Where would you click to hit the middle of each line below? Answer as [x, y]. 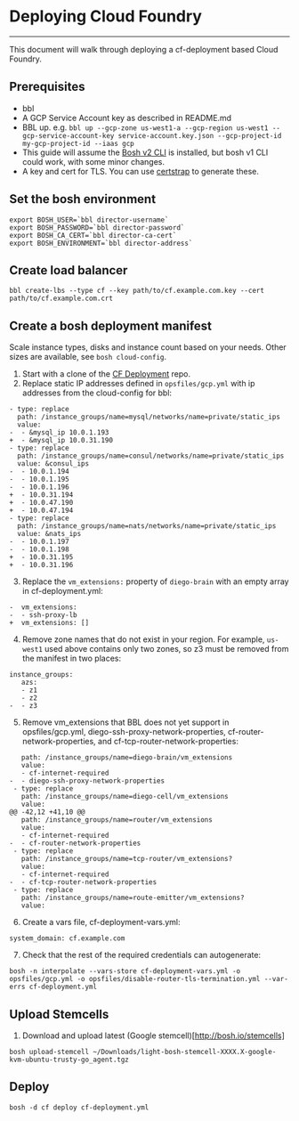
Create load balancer [69, 270]
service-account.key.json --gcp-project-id [200, 135]
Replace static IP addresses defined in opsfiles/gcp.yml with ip [138, 384]
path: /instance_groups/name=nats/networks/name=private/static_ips [147, 526]
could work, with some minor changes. [93, 161]
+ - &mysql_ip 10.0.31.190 [61, 441]
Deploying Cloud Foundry [106, 16]
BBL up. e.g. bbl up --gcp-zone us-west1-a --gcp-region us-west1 [145, 127]
